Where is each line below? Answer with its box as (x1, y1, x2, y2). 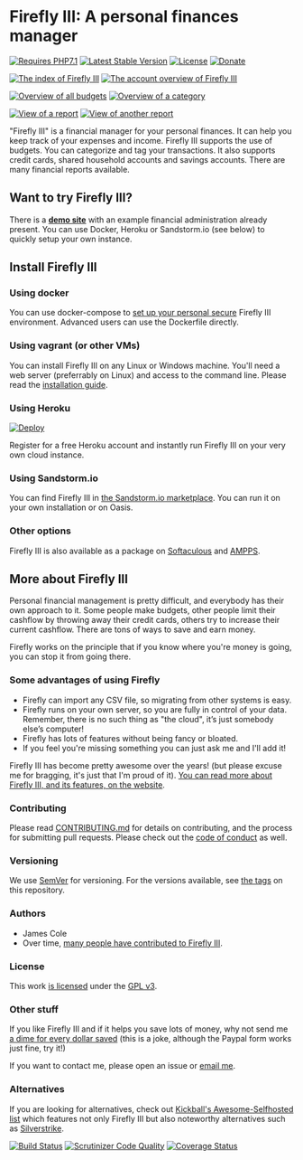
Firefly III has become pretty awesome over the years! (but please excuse (9, 759, 282, 770)
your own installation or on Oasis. (9, 502, 133, 513)
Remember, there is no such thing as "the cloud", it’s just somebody (22, 713, 274, 724)
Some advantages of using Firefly (9, 674, 161, 686)
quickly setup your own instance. (9, 233, 133, 244)
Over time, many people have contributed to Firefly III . (22, 938, 224, 948)
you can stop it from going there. (9, 651, 132, 662)
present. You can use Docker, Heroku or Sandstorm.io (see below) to (9, 223, 265, 234)
